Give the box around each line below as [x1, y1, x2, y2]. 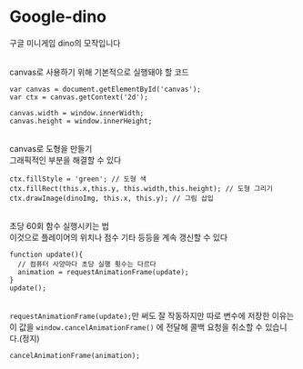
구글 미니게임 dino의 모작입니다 [9, 37, 121, 48]
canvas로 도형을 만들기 [9, 143, 93, 154]
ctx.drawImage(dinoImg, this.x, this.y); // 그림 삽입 [9, 194, 214, 203]
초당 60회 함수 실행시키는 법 [9, 220, 109, 231]
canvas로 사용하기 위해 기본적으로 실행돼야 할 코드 [9, 66, 189, 77]
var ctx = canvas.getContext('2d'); [9, 93, 148, 102]
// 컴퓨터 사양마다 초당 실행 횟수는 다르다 [17, 259, 157, 269]
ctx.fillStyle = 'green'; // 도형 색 [9, 175, 147, 184]
